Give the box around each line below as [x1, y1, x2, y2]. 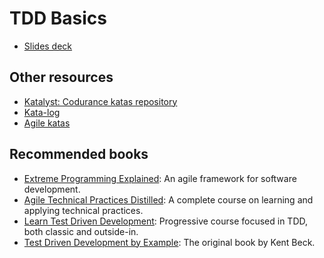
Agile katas [23, 117, 71, 129]
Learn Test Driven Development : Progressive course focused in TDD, [23, 215, 309, 227]
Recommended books [9, 146, 149, 163]
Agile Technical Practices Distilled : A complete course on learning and [23, 193, 314, 206]
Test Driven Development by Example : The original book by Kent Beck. [23, 236, 316, 248]
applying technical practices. [23, 204, 144, 216]
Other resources [9, 69, 114, 86]
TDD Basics [9, 7, 107, 30]
